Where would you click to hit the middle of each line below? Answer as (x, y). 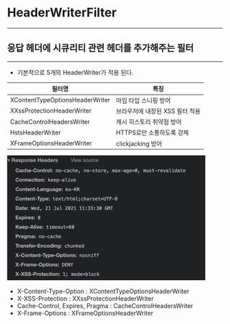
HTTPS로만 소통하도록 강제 (153, 132)
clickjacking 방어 (139, 143)
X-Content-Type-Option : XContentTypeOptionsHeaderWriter (103, 291)
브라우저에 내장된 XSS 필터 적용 (158, 111)
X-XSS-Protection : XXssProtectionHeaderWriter (85, 299)
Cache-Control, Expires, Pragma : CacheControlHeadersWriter (105, 306)
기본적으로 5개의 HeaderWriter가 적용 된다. (75, 72)
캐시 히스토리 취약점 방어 (149, 122)
